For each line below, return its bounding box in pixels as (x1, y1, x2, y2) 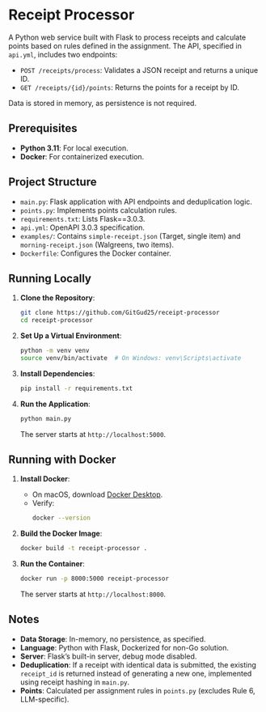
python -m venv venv (19, 346, 90, 355)
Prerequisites (8, 121, 78, 135)
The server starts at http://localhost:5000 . (19, 429, 167, 439)
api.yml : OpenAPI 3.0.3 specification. (19, 222, 146, 232)
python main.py (19, 414, 72, 422)
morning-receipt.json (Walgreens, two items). (19, 239, 175, 249)
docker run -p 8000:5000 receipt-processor (19, 574, 170, 583)
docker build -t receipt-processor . (19, 545, 148, 553)
